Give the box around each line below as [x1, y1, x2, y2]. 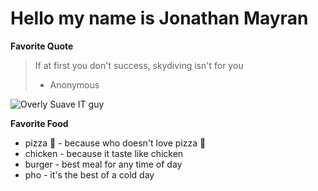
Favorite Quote [10, 40, 74, 52]
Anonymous [49, 78, 100, 91]
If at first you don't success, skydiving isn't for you [34, 59, 244, 71]
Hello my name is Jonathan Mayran [10, 7, 309, 30]
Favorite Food [10, 117, 69, 129]
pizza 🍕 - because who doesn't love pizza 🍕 [24, 137, 207, 149]
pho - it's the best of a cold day [24, 168, 155, 181]
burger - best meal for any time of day [24, 158, 183, 170]
